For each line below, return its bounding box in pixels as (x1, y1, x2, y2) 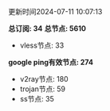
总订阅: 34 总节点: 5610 (8, 24, 86, 33)
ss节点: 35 (19, 94, 54, 103)
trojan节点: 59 (19, 84, 66, 94)
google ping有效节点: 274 (8, 58, 94, 67)
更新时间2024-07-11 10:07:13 (8, 7, 103, 16)
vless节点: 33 (19, 40, 65, 50)
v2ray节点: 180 (19, 75, 69, 83)
